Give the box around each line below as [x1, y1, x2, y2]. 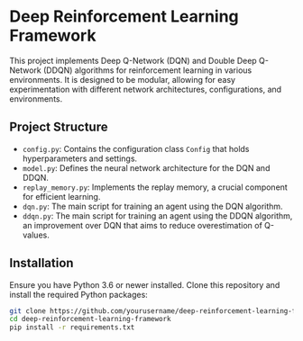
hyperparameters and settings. [22, 153, 138, 164]
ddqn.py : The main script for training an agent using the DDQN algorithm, [22, 210, 293, 221]
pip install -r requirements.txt [9, 323, 135, 332]
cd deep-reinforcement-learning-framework [9, 315, 171, 324]
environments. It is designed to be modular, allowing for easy [9, 74, 236, 85]
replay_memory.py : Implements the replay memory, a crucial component [22, 182, 289, 193]
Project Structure [9, 120, 108, 135]
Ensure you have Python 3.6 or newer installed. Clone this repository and [9, 279, 280, 290]
